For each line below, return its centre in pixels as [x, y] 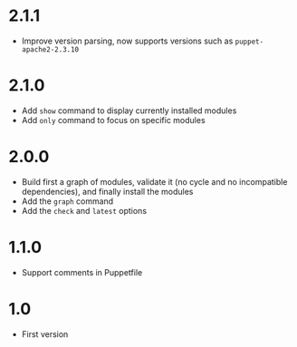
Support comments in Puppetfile [82, 272]
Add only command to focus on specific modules [113, 120]
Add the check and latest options [84, 210]
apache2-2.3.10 [50, 49]
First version [45, 334]
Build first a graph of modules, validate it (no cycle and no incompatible [154, 181]
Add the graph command [67, 201]
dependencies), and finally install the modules [107, 191]
